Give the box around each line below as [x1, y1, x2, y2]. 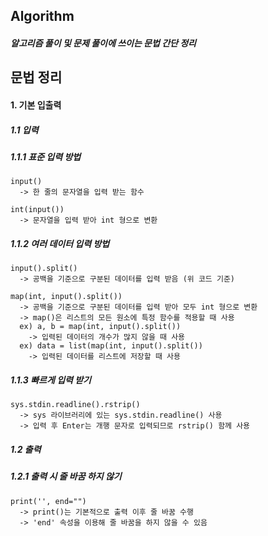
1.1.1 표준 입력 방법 [10, 150, 82, 163]
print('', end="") [10, 496, 87, 506]
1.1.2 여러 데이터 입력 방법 [10, 237, 110, 249]
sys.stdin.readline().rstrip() [10, 400, 141, 410]
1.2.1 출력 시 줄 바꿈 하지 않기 [10, 470, 122, 483]
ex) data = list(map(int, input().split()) [19, 341, 203, 351]
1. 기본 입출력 [10, 99, 62, 111]
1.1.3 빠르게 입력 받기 [10, 374, 92, 386]
